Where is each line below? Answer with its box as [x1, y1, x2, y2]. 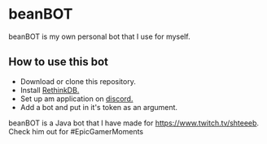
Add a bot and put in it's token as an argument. [20, 102, 177, 112]
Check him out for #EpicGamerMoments [8, 126, 144, 136]
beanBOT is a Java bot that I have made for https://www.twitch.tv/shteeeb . [8, 118, 259, 128]
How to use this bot [8, 55, 108, 69]
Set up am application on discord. [20, 94, 133, 104]
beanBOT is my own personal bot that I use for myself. [8, 32, 190, 41]
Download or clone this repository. [20, 76, 136, 86]
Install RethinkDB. [20, 85, 80, 95]
